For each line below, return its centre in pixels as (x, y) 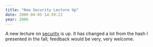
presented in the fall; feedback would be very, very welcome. (70, 39)
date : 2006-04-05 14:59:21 (34, 15)
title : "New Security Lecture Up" (42, 10)
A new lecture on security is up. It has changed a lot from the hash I (77, 34)
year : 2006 (17, 19)
